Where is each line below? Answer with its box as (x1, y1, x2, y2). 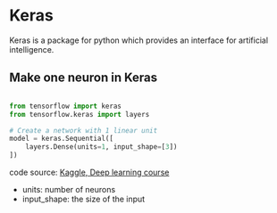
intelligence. (9, 44, 55, 54)
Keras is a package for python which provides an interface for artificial (9, 35, 269, 45)
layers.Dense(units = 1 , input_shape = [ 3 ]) (25, 143, 178, 152)
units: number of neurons (21, 184, 116, 194)
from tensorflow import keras (9, 102, 122, 111)
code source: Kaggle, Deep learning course (9, 167, 170, 177)
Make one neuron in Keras (9, 70, 158, 86)
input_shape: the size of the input (21, 193, 146, 204)
